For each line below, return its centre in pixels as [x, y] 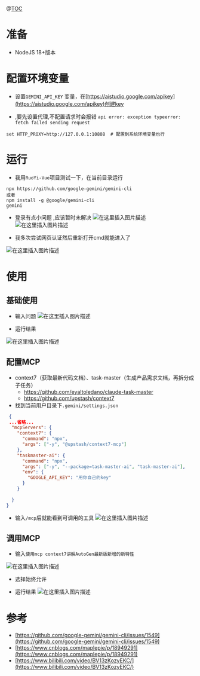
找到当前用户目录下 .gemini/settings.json [67, 405]
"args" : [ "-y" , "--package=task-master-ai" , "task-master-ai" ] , [104, 467]
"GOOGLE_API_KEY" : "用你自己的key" [70, 478]
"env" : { [33, 472]
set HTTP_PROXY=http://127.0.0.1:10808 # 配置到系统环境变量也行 [86, 134]
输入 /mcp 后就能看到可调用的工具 [54, 518]
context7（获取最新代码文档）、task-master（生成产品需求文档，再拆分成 [104, 377]
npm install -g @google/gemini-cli [50, 200]
